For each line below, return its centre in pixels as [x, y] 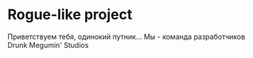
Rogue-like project [70, 15]
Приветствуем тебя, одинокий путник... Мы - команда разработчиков [127, 37]
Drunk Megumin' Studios [48, 44]
